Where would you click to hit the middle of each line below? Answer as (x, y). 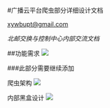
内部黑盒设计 (26, 98)
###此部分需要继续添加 (41, 68)
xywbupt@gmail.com (38, 24)
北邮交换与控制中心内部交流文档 (53, 38)
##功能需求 (23, 53)
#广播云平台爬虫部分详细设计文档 (55, 10)
